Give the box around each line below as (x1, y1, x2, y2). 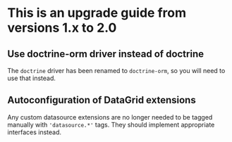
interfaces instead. (7, 128, 62, 136)
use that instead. (7, 74, 56, 82)
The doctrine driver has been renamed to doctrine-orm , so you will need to (7, 67, 226, 75)
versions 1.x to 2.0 (7, 20, 117, 36)
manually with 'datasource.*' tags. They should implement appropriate (7, 120, 215, 129)
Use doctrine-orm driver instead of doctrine (7, 48, 204, 60)
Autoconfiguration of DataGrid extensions (7, 94, 196, 106)
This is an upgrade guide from (7, 5, 187, 21)
